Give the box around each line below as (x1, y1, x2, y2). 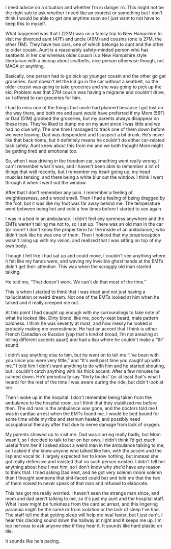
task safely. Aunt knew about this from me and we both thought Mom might (5, 142, 163, 149)
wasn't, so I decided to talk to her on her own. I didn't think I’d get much (5, 437, 156, 443)
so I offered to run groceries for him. (5, 94, 81, 101)
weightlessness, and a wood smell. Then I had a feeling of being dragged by (5, 195, 165, 201)
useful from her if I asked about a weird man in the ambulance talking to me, (5, 442, 165, 448)
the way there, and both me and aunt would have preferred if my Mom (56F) (5, 110, 165, 116)
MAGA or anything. (5, 63, 45, 69)
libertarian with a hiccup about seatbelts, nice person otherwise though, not (5, 58, 164, 63)
